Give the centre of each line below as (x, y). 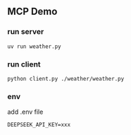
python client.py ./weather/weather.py (66, 78)
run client (24, 64)
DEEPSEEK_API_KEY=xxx (39, 125)
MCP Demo (32, 12)
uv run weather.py (34, 46)
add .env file (25, 112)
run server (26, 32)
